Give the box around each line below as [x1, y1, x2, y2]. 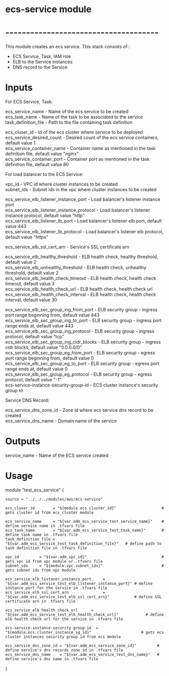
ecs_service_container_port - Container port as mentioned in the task [5, 156, 150, 162]
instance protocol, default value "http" [5, 212, 85, 219]
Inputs [5, 82, 33, 93]
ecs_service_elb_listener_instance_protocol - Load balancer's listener [5, 207, 150, 214]
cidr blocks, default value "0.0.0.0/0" [5, 344, 82, 350]
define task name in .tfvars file [5, 532, 78, 537]
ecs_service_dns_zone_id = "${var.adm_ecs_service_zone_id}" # [5, 643, 159, 648]
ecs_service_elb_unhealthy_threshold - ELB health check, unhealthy [5, 265, 147, 271]
